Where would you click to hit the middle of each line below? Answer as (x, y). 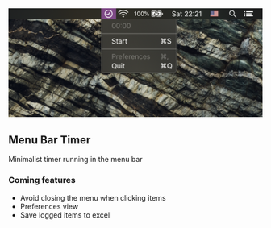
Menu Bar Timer (50, 140)
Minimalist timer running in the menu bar (75, 160)
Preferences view (49, 206)
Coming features (42, 180)
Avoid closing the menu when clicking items (93, 197)
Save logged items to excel (65, 215)
